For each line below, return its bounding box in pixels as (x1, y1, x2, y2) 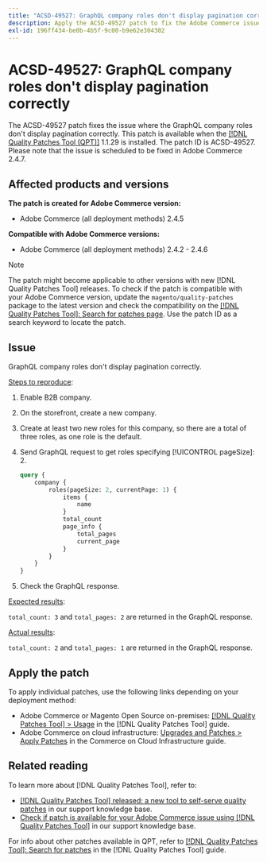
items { (62, 493, 88, 501)
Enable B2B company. (19, 392, 92, 402)
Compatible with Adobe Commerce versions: (8, 230, 161, 239)
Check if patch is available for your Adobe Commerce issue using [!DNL (19, 812, 256, 822)
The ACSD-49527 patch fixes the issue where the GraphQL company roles (8, 121, 253, 130)
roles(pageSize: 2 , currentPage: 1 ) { (48, 485, 177, 493)
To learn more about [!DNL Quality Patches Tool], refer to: (8, 780, 197, 790)
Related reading (8, 760, 89, 773)
